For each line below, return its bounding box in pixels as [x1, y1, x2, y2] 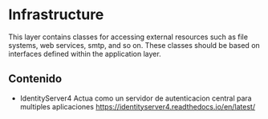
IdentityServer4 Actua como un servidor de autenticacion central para [19, 93, 252, 103]
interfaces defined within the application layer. [8, 49, 162, 58]
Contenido [8, 72, 63, 85]
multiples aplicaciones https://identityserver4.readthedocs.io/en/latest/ [19, 101, 255, 111]
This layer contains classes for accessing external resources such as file [8, 32, 249, 42]
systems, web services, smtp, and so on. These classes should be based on [8, 40, 261, 50]
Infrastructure [8, 6, 104, 24]
